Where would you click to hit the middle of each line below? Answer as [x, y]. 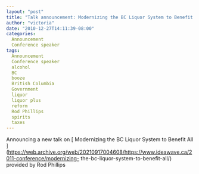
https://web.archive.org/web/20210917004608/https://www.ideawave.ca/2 [100, 152]
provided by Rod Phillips [36, 165]
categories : [21, 34]
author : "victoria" [30, 23]
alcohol [21, 67]
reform [20, 106]
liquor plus [27, 100]
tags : [13, 51]
